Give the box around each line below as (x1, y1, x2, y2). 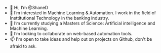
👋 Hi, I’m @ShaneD (9, 5, 48, 10)
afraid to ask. (9, 43, 37, 49)
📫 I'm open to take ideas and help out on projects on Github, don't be (9, 36, 152, 42)
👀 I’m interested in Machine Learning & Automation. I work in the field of (9, 10, 157, 16)
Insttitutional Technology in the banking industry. (9, 15, 110, 21)
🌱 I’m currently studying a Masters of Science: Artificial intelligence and (9, 20, 156, 26)
